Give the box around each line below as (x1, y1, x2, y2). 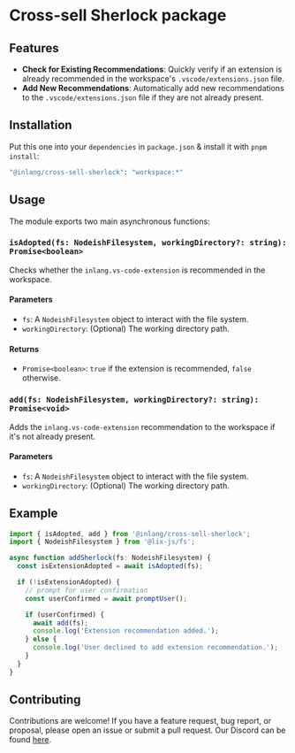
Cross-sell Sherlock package (9, 5, 227, 26)
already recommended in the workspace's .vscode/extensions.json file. (21, 73, 285, 84)
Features (9, 41, 59, 56)
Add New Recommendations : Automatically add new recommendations (21, 83, 284, 93)
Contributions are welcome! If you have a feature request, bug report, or (9, 716, 272, 726)
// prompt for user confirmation (25, 586, 148, 595)
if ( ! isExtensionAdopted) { (17, 578, 121, 587)
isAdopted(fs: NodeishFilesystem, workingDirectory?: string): (9, 238, 287, 248)
